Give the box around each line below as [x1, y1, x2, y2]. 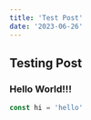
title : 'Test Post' [9, 13, 84, 23]
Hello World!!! [9, 83, 73, 95]
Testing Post [9, 55, 83, 71]
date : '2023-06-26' [9, 22, 84, 31]
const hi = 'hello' [9, 104, 84, 113]
